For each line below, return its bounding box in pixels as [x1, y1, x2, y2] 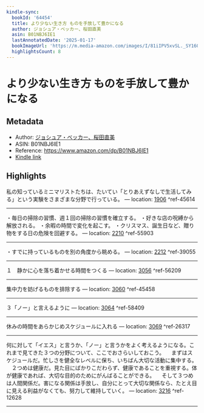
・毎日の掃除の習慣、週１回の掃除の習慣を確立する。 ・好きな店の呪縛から [6, 214, 194, 221]
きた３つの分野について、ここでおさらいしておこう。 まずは [32, 348, 188, 356]
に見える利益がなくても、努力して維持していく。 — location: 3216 [6, 387, 171, 394]
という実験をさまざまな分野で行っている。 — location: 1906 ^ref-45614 [16, 196, 195, 203]
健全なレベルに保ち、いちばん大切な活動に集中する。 [64, 356, 197, 364]
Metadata [6, 116, 44, 127]
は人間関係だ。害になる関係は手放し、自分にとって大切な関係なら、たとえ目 [6, 379, 197, 387]
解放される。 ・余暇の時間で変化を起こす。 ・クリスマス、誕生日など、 [6, 222, 184, 229]
